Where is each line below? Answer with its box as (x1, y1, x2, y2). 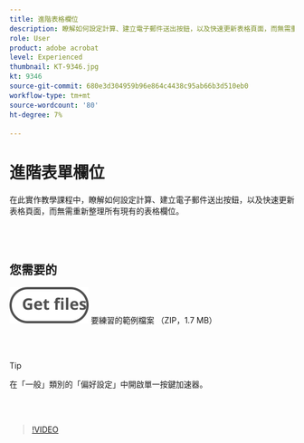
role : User (9, 34, 51, 43)
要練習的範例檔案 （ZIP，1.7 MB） (90, 315, 217, 325)
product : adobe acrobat (9, 43, 100, 53)
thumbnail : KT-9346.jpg (9, 63, 100, 72)
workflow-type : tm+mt (9, 91, 91, 100)
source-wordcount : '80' (9, 101, 100, 110)
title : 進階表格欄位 (9, 14, 79, 24)
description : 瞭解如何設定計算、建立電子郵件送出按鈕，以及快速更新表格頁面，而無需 (9, 24, 291, 34)
